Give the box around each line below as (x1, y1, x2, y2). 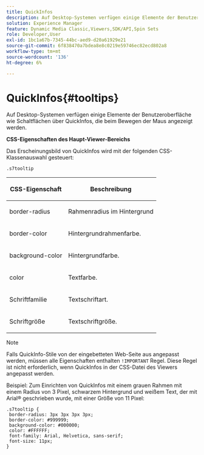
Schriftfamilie (9, 295, 47, 304)
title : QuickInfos (6, 8, 53, 15)
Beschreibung (90, 185, 132, 194)
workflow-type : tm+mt (6, 49, 61, 55)
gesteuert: (48, 154, 74, 161)
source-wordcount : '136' (6, 54, 69, 60)
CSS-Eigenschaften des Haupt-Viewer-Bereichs (6, 136, 131, 143)
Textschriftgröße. (67, 317, 117, 326)
